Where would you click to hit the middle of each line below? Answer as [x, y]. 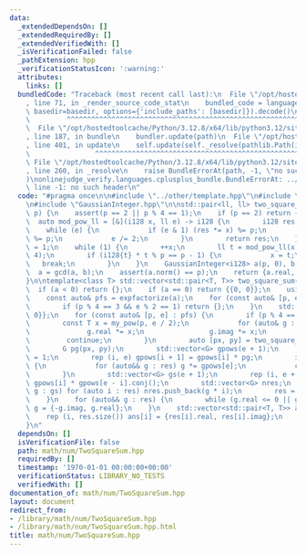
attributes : [41, 78]
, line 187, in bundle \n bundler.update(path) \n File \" [144, 137]
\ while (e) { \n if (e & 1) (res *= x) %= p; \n [146, 230]
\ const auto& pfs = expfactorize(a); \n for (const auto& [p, [158, 298]
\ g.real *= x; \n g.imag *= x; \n [146, 332]
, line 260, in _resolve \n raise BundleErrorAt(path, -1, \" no [154, 171]
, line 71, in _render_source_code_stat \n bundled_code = [144, 103]
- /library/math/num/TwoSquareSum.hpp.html [93, 527]
